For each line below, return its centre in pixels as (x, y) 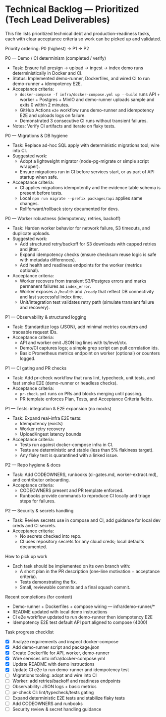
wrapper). (30, 166)
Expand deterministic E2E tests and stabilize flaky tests (69, 698)
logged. (28, 358)
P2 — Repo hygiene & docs (33, 465)
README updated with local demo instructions (60, 611)
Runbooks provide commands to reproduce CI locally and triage (85, 495)
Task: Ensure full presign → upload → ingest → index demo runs (78, 68)
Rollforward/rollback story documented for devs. (69, 209)
